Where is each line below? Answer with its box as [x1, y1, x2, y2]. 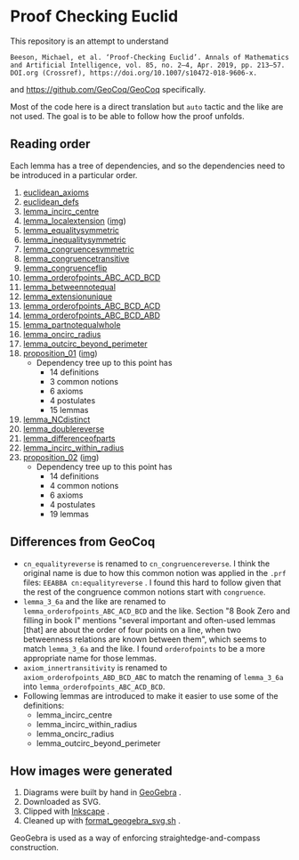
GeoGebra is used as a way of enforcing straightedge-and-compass [10, 832, 261, 843]
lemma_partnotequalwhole [22, 319, 121, 330]
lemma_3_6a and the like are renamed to [22, 596, 166, 606]
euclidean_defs [22, 196, 79, 207]
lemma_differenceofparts [22, 433, 116, 443]
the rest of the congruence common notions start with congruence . [22, 586, 266, 597]
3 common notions [49, 376, 119, 386]
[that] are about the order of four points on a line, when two [22, 624, 241, 635]
